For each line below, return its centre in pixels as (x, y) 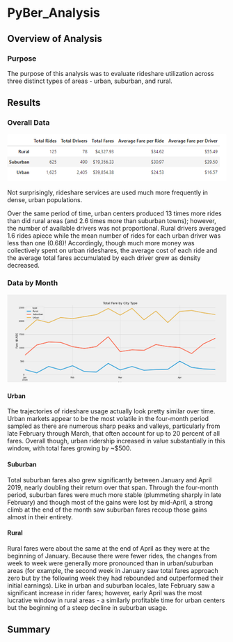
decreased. (24, 265)
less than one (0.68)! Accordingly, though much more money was (101, 243)
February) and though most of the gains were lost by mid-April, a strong (110, 502)
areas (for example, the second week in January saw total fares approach (113, 570)
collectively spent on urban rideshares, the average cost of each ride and (112, 250)
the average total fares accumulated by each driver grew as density (104, 258)
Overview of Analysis (55, 39)
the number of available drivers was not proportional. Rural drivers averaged (116, 228)
